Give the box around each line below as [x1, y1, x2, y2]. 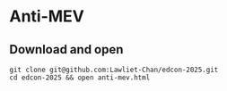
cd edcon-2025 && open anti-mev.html [9, 73, 151, 82]
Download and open [9, 42, 124, 57]
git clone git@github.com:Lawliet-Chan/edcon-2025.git [9, 65, 219, 74]
